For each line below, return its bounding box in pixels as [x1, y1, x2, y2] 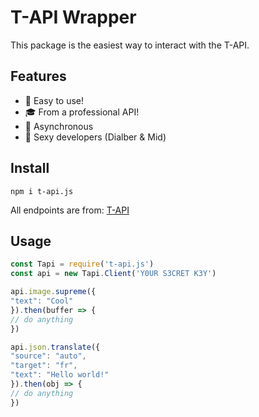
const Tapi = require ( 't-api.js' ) [10, 259, 155, 270]
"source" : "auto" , [10, 351, 87, 361]
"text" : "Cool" [10, 296, 74, 306]
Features [10, 68, 67, 85]
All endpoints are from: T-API [10, 204, 130, 216]
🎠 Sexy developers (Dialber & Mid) [24, 131, 167, 143]
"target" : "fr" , [10, 361, 78, 371]
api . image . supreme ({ [10, 287, 97, 297]
